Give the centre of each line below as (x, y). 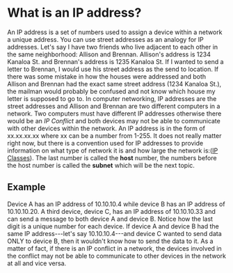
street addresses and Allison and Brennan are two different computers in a (114, 106)
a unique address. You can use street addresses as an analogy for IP (105, 39)
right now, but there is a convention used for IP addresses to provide (105, 143)
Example (26, 187)
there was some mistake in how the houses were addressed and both (107, 76)
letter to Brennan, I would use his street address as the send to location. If (113, 69)
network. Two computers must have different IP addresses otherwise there (114, 114)
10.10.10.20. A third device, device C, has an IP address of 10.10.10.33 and (111, 211)
